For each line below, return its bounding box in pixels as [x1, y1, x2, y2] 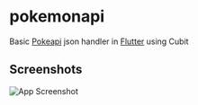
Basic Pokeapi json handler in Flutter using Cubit [9, 36, 189, 47]
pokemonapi [9, 6, 105, 27]
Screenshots [9, 62, 83, 77]
